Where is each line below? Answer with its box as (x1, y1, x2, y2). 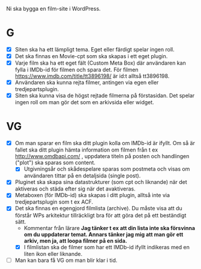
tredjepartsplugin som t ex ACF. (14, 198, 94, 205)
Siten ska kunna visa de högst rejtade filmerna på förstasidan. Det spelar (14, 92, 195, 99)
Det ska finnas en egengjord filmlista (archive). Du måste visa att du (14, 205, 183, 212)
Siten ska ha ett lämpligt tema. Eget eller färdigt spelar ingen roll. (14, 46, 175, 53)
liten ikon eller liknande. (23, 250, 83, 257)
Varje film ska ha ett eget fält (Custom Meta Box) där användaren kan (14, 59, 186, 67)
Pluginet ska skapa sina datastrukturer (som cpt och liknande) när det (14, 179, 187, 186)
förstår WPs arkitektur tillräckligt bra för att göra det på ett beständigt (14, 211, 187, 219)
